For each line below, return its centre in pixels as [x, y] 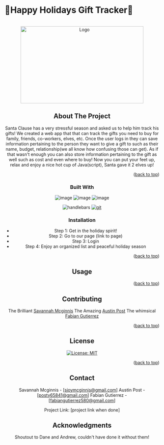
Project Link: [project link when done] [82, 410]
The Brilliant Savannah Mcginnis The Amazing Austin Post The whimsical [82, 310]
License [82, 341]
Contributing [82, 299]
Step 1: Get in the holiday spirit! [86, 231]
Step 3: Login [86, 241]
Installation [82, 220]
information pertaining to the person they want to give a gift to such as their [82, 144]
